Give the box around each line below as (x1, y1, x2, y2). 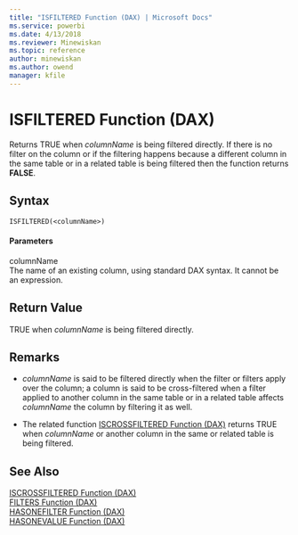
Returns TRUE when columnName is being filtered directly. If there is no (9, 139, 273, 150)
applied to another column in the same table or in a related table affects (21, 392, 285, 403)
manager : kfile (9, 71, 66, 80)
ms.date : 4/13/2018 (9, 29, 82, 38)
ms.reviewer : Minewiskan (9, 37, 101, 47)
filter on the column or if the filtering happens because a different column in (9, 148, 287, 159)
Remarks (9, 350, 60, 365)
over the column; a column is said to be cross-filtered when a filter (21, 383, 267, 393)
